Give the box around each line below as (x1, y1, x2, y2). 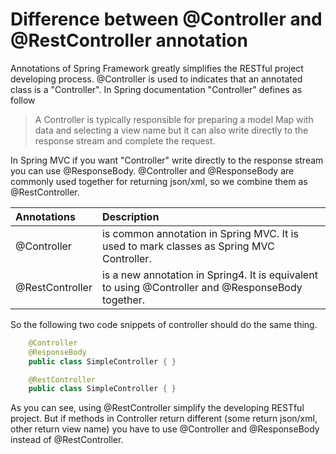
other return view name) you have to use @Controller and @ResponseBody (10, 423, 320, 435)
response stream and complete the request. (34, 134, 216, 147)
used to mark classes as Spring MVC (101, 239, 275, 253)
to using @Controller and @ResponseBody (101, 280, 303, 294)
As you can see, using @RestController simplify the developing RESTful (10, 402, 305, 414)
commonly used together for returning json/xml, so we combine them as (10, 175, 308, 187)
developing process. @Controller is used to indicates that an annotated (10, 73, 303, 85)
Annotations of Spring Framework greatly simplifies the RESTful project (10, 62, 304, 74)
